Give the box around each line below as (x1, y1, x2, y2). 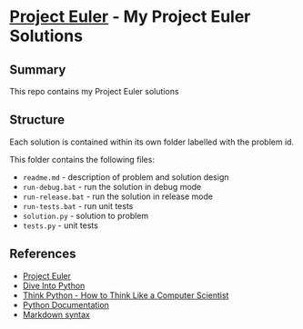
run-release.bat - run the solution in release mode (22, 191, 214, 202)
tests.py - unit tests (22, 220, 98, 231)
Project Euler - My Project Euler (9, 6, 251, 27)
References (9, 246, 76, 262)
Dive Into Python (22, 280, 86, 291)
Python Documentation (22, 299, 109, 310)
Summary (9, 62, 66, 77)
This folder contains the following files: (9, 154, 155, 164)
